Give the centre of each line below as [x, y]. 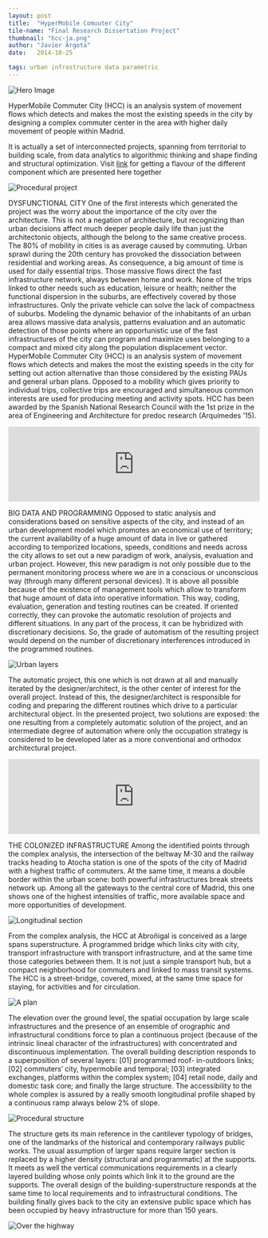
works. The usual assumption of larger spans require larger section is [122, 1150]
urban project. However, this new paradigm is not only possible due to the [130, 564]
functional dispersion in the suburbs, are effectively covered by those [122, 296]
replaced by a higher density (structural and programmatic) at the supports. [132, 1159]
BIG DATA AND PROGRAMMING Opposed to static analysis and [112, 513]
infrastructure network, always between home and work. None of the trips [130, 279]
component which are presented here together [85, 172]
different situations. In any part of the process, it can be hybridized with [126, 623]
